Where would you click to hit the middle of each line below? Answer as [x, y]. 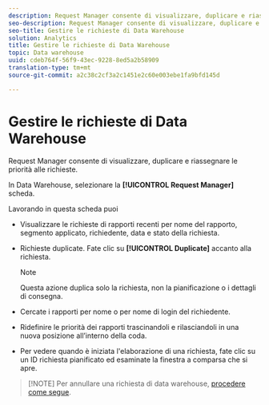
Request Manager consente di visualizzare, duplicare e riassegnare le [123, 161]
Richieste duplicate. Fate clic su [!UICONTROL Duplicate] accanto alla [136, 248]
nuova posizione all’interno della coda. [83, 336]
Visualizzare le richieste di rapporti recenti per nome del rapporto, [128, 224]
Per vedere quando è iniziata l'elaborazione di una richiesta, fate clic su [138, 351]
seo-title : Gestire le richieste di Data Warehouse [96, 30]
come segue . [50, 391]
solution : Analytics [43, 38]
